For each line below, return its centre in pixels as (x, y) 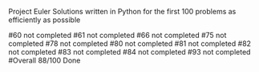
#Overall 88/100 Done (45, 60)
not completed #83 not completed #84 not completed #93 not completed (129, 52)
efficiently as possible (45, 20)
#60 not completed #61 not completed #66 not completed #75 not (117, 35)
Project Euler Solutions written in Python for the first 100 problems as (122, 11)
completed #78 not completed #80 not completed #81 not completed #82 (129, 44)
